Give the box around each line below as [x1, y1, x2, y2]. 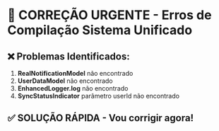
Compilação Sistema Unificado [7, 22, 193, 38]
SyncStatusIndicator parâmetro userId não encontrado [17, 92, 180, 100]
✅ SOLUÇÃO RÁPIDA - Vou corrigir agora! [7, 112, 194, 124]
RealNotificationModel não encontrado [17, 69, 134, 77]
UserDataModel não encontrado [17, 76, 113, 85]
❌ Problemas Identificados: [7, 50, 130, 62]
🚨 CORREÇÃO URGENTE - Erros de [7, 7, 212, 23]
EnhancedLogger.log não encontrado [17, 84, 129, 92]
